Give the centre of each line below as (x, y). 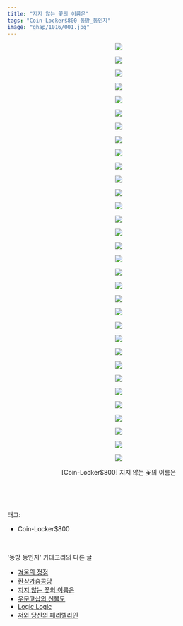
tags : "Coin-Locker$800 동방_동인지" (59, 21)
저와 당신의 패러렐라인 (48, 615)
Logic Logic (35, 607)
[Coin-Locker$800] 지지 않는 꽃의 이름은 (119, 473)
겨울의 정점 (33, 572)
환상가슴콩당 (35, 581)
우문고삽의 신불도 (41, 599)
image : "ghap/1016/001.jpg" (49, 27)
